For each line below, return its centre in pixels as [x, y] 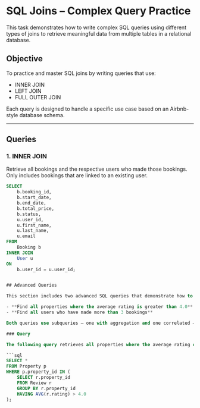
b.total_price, [36, 208]
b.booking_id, [34, 192]
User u [25, 258]
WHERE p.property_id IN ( [38, 372]
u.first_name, [34, 225]
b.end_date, [32, 203]
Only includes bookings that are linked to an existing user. [77, 175]
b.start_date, [34, 197]
